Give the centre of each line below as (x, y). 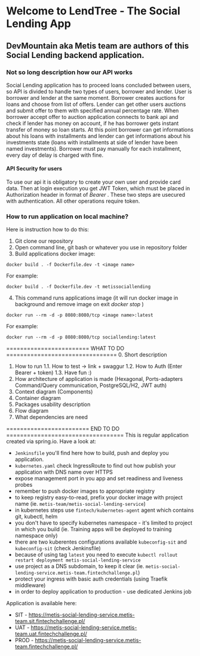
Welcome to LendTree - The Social (93, 11)
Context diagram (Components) (54, 392)
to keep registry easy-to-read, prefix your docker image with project (99, 498)
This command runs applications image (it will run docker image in (96, 298)
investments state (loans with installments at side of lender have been (92, 142)
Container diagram (38, 398)
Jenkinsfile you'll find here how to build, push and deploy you (92, 453)
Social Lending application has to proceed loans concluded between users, (99, 85)
